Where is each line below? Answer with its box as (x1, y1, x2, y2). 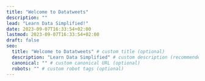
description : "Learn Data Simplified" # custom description (12, 54, 168, 60)
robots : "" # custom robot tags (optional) (12, 65, 124, 72)
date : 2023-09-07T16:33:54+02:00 (6, 26, 92, 32)
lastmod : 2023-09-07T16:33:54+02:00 (6, 32, 99, 38)
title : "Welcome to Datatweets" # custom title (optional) (12, 49, 165, 55)
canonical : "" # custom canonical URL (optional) (12, 60, 140, 66)
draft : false (6, 37, 40, 43)
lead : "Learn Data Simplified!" (6, 20, 88, 26)
